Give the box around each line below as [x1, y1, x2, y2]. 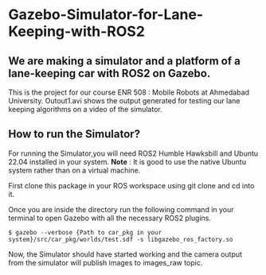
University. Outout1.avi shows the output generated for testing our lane [8, 96, 241, 105]
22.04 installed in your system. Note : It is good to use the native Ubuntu [8, 157, 247, 166]
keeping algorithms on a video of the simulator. [8, 105, 162, 114]
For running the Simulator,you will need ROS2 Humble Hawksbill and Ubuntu [8, 149, 259, 158]
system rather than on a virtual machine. [8, 165, 141, 175]
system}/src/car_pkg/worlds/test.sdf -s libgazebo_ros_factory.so [8, 235, 233, 243]
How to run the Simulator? [8, 127, 141, 141]
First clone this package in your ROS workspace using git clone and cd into [8, 180, 255, 190]
